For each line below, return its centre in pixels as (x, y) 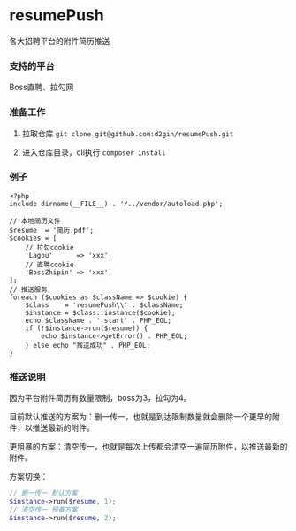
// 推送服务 (29, 289)
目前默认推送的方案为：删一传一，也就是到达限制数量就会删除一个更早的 (140, 417)
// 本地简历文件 (35, 221)
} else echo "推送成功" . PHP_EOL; (88, 345)
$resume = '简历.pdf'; (52, 230)
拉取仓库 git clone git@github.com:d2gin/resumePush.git (128, 133)
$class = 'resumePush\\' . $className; (104, 305)
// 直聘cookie (49, 265)
